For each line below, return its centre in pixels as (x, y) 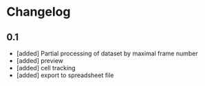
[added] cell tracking (46, 68)
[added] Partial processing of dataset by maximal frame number (107, 53)
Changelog (39, 12)
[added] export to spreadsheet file (65, 75)
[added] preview (40, 61)
